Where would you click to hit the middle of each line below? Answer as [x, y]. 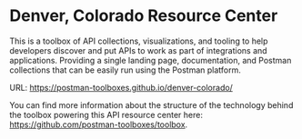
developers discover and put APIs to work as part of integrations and [138, 50]
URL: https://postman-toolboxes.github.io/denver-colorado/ [121, 87]
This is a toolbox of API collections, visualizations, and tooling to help [139, 41]
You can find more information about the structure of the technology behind [151, 104]
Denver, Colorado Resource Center [144, 16]
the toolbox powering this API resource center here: [106, 114]
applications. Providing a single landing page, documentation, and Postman [151, 60]
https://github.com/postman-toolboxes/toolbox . [99, 124]
